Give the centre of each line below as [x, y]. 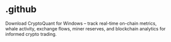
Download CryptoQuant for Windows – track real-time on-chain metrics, [81, 23]
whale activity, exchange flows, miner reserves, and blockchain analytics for [86, 28]
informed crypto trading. [31, 34]
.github [21, 9]
